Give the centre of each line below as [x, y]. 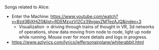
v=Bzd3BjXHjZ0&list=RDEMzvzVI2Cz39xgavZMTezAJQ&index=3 [76, 22]
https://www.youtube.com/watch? [84, 16]
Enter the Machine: [30, 16]
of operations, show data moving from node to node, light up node [85, 32]
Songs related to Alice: [27, 7]
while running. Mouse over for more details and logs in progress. [83, 37]
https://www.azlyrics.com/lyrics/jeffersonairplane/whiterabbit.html [78, 42]
